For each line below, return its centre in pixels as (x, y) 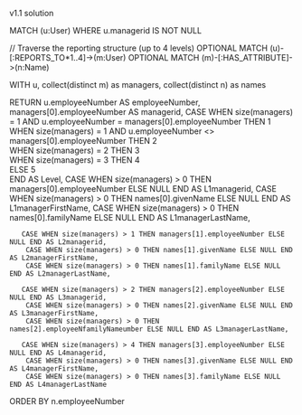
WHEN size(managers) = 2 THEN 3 (75, 150)
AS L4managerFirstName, (54, 369)
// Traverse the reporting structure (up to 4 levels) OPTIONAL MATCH (139, 48)
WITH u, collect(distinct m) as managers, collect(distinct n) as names (138, 85)
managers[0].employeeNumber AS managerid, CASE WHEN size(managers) (151, 112)
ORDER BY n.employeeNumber (67, 401)
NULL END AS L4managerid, (58, 353)
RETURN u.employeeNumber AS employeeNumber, (105, 102)
